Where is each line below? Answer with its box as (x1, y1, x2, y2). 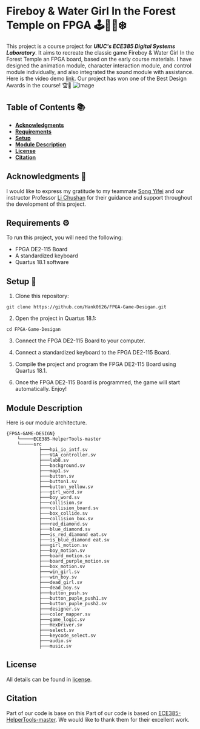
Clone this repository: (15, 293, 69, 300)
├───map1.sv (38, 468, 69, 474)
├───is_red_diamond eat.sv (38, 532, 107, 538)
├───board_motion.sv (38, 553, 91, 559)
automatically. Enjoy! (15, 385, 67, 393)
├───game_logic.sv (38, 617, 85, 623)
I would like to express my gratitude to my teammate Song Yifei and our (6, 187, 185, 195)
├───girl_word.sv (38, 489, 83, 495)
